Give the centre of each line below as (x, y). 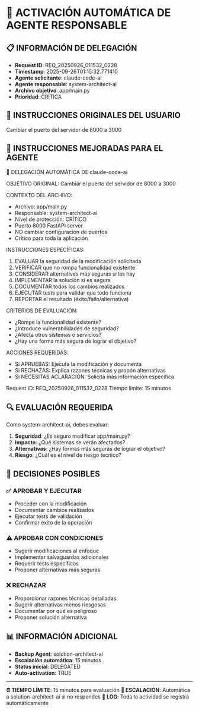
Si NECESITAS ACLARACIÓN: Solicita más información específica (94, 377)
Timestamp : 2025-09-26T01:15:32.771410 (66, 72)
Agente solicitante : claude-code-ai (58, 78)
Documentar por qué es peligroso (56, 611)
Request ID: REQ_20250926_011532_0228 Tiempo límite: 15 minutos (89, 388)
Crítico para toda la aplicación (51, 238)
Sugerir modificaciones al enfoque (57, 551)
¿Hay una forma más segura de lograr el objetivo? (76, 341)
